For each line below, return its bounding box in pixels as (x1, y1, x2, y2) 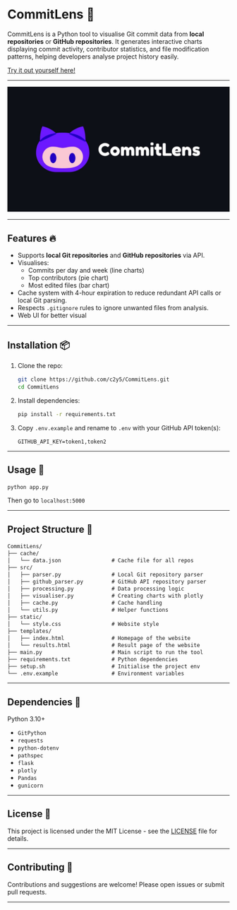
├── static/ (7, 614, 42, 621)
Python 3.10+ (7, 715, 46, 723)
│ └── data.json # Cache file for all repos (7, 557, 194, 565)
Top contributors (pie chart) (28, 273, 109, 282)
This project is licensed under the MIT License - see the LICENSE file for (7, 827, 217, 835)
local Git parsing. (17, 296, 67, 305)
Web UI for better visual (17, 311, 87, 320)
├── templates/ (7, 628, 52, 635)
